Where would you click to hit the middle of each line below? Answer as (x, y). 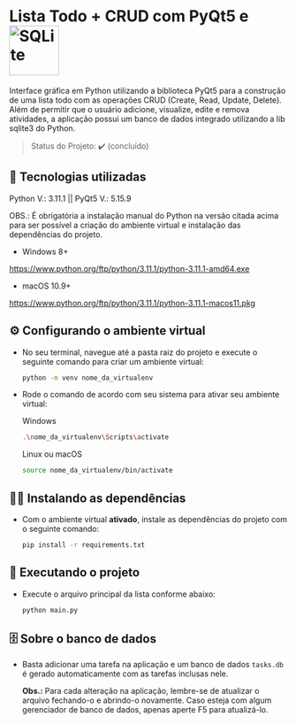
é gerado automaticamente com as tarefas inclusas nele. (125, 674)
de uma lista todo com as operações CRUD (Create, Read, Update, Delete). (146, 100)
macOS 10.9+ (46, 286)
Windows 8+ (45, 251)
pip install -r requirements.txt (83, 545)
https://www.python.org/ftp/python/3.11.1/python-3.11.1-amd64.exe (129, 268)
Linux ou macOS (52, 454)
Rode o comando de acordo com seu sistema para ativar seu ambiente (151, 395)
